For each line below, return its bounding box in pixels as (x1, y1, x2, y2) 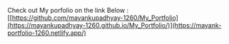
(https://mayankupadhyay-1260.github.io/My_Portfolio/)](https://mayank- (7, 21, 222, 29)
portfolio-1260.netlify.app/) (7, 28, 87, 37)
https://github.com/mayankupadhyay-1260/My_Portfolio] (11, 13, 178, 22)
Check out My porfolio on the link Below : (7, 6, 129, 14)
